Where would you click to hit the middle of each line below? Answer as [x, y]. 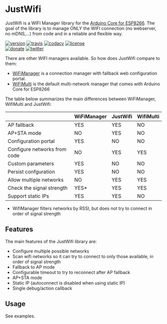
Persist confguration [31, 172]
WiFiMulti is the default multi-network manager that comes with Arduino [86, 84]
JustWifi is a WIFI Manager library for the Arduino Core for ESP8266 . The [80, 23]
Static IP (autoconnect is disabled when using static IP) [69, 283]
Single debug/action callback [42, 288]
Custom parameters [31, 163]
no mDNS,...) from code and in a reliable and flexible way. [64, 33]
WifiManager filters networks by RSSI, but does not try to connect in [82, 208]
